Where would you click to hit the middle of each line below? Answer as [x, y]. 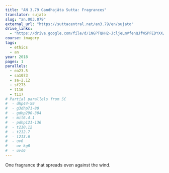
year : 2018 [17, 57]
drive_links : [19, 29]
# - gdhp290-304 [23, 113]
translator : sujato [26, 15]
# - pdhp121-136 [23, 122]
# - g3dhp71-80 [22, 108]
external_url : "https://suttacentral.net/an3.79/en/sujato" [70, 24]
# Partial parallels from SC [36, 99]
